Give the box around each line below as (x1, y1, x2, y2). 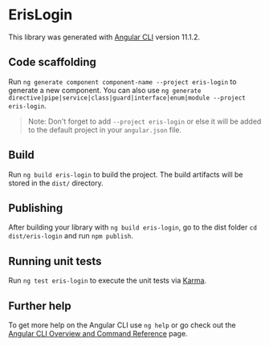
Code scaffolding (8, 55, 96, 69)
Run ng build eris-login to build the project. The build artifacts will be (8, 169, 243, 179)
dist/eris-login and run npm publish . (8, 231, 134, 241)
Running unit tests (8, 254, 102, 268)
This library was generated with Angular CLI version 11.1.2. (8, 32, 201, 42)
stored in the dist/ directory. (8, 178, 104, 188)
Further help (8, 299, 72, 312)
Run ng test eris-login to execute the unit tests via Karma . (8, 275, 207, 286)
